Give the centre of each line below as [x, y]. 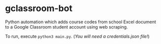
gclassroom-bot [39, 8]
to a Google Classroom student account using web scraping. [66, 27]
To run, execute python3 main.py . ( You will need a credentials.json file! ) [77, 36]
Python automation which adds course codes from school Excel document [81, 22]
